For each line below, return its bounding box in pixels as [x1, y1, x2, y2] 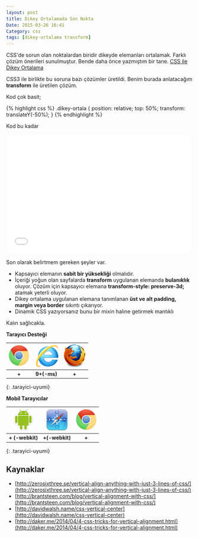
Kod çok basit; [6, 94, 41, 101]
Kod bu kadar [6, 123, 39, 130]
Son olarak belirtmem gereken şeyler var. [6, 259, 106, 266]
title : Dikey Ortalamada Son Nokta [6, 15, 94, 22]
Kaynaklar [6, 465, 45, 475]
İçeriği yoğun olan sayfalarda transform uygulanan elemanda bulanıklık [14, 276, 190, 284]
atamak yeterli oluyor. [14, 289, 67, 296]
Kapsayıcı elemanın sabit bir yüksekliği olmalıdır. [14, 270, 135, 278]
